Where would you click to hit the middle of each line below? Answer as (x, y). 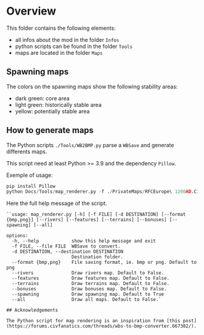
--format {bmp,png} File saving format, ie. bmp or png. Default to (104, 263)
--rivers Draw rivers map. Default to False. (88, 273)
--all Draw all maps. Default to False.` (87, 300)
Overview (31, 11)
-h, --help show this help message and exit (84, 241)
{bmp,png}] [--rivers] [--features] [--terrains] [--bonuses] (87, 220)
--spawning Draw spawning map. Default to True (88, 294)
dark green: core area (42, 98)
